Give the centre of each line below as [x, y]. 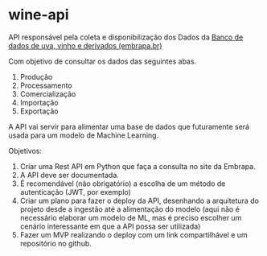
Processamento [46, 85]
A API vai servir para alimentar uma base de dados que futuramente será [129, 126]
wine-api [39, 15]
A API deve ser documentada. [69, 175]
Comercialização [48, 93]
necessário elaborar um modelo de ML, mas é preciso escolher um [131, 217]
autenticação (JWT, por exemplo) [75, 192]
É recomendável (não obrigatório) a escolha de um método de [123, 184]
